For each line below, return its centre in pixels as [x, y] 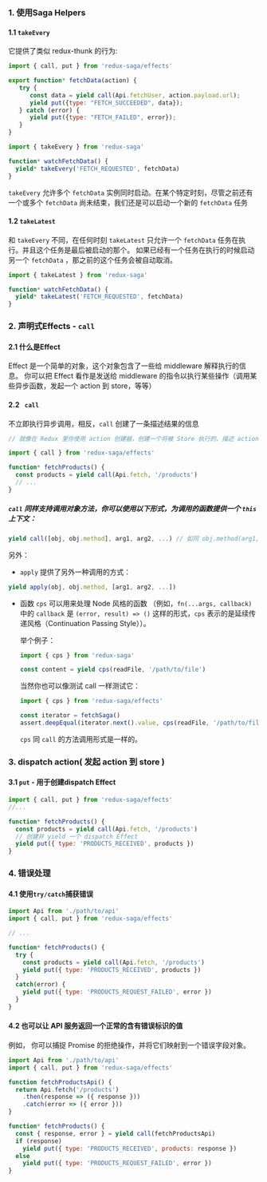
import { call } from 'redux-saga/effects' [82, 453]
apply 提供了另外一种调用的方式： [75, 572]
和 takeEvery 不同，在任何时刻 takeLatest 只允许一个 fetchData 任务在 [124, 240]
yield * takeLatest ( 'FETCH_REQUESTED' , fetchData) [99, 297]
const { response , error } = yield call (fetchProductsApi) [116, 1133]
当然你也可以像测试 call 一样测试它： [80, 686]
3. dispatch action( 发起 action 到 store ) [86, 762]
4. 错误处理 [29, 874]
